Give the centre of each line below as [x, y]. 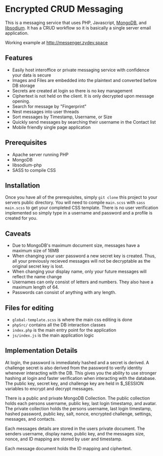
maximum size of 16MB [35, 251]
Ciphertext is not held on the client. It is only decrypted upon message [83, 96]
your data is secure [32, 75]
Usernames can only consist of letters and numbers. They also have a [82, 282]
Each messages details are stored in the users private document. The [75, 429]
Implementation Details [41, 351]
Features [19, 58]
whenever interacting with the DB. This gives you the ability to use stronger [81, 373]
